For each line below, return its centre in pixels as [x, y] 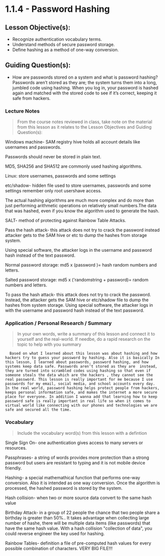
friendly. [14, 468]
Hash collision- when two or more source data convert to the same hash [78, 498]
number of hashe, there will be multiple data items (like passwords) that [78, 523]
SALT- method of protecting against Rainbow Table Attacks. [66, 221]
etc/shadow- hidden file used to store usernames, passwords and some [78, 185]
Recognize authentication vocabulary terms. [57, 39]
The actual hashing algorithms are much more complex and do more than [80, 200]
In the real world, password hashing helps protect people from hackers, [82, 388]
